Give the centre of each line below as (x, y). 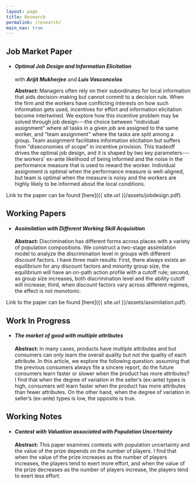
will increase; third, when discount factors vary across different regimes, (102, 285)
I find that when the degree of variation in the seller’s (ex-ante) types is (100, 380)
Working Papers (36, 214)
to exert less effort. (37, 476)
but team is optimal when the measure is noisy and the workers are (95, 177)
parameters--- (172, 153)
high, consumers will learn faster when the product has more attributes (100, 386)
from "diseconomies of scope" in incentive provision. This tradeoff (95, 146)
